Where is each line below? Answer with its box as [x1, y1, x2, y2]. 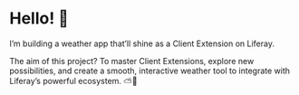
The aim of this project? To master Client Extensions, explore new [9, 55, 255, 66]
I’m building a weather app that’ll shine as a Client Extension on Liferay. [9, 38, 275, 49]
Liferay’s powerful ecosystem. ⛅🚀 [9, 75, 138, 86]
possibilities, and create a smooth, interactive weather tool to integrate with [9, 65, 291, 76]
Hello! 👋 [9, 8, 70, 29]
